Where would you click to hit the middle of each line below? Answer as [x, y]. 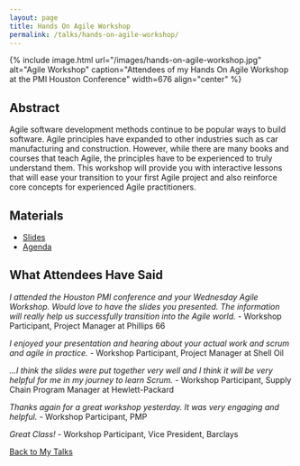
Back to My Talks [41, 452]
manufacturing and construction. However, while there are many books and [149, 149]
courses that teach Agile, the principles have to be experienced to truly [141, 158]
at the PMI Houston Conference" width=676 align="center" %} [126, 79]
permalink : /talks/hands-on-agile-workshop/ [94, 34]
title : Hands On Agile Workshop [70, 26]
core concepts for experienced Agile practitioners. [103, 187]
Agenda [37, 247]
